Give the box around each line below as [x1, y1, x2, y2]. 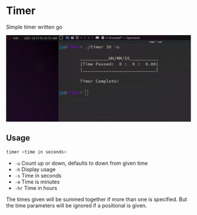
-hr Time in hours [14, 185, 57, 192]
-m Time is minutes [14, 178, 60, 185]
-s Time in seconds [14, 172, 62, 179]
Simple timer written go [6, 23, 63, 30]
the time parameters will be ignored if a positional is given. [6, 202, 147, 209]
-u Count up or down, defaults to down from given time [14, 159, 148, 167]
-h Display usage [14, 166, 56, 173]
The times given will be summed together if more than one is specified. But [6, 196, 188, 203]
